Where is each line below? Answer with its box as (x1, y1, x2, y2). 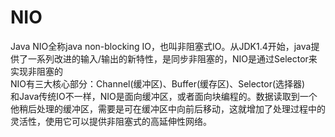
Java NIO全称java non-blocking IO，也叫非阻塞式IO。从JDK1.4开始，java (10, 40, 312, 52)
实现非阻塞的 (10, 65, 63, 77)
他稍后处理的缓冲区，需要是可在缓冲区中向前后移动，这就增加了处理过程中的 (10, 102, 326, 115)
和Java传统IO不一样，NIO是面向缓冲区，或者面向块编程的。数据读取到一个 (10, 90, 318, 102)
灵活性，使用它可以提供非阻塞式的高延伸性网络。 (10, 115, 212, 127)
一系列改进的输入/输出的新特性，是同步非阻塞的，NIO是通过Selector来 (27, 52, 318, 65)
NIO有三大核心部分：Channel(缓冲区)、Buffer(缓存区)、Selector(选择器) (10, 77, 306, 90)
